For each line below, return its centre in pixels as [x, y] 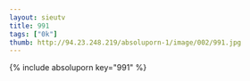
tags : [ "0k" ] [33, 34]
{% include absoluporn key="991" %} [78, 68]
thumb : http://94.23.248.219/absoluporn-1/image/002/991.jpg [125, 42]
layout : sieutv [37, 17]
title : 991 [29, 26]
